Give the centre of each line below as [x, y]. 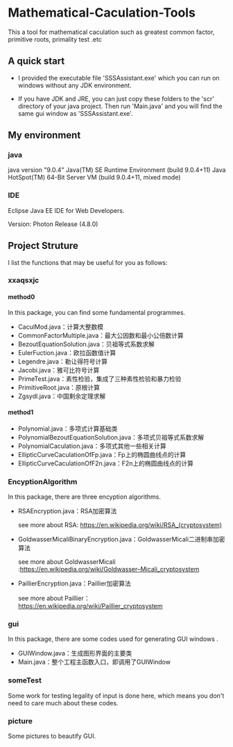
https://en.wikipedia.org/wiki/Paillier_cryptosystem [90, 606]
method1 [21, 412]
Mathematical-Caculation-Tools [102, 13]
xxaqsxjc [24, 280]
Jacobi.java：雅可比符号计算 [59, 370]
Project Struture [43, 246]
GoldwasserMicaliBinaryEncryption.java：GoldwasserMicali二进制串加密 [121, 540]
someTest [25, 680]
